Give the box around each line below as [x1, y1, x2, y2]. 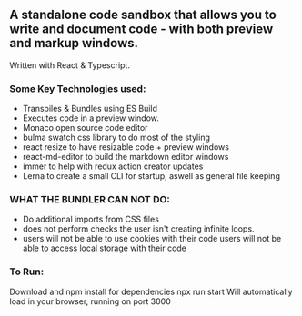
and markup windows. [9, 35, 139, 51]
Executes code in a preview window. [22, 113, 159, 123]
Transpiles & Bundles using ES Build [22, 104, 157, 114]
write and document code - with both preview [9, 22, 274, 37]
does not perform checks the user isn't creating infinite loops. [22, 223, 255, 234]
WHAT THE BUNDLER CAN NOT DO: [9, 193, 171, 206]
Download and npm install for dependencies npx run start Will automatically [9, 286, 293, 297]
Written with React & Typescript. [9, 59, 130, 71]
